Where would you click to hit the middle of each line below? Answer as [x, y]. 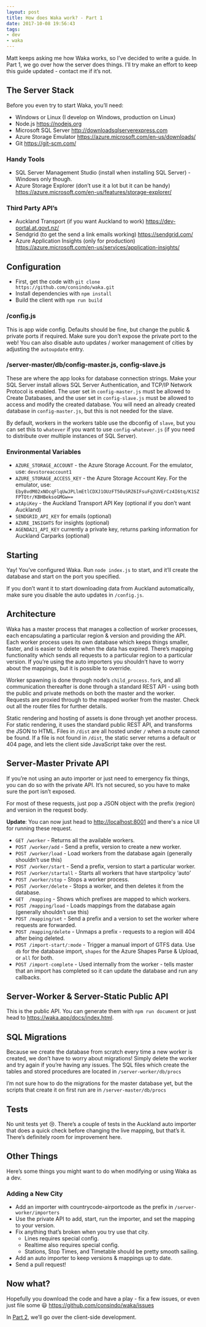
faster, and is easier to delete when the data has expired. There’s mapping [100, 648]
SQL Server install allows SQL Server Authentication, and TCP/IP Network [99, 385]
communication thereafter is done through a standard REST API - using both [103, 686]
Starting [22, 555]
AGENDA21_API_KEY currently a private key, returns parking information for [106, 530]
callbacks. [28, 977]
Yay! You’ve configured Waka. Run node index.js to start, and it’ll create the [102, 570]
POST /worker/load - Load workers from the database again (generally [104, 853]
